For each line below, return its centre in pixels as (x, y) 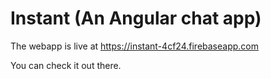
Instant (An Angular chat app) (136, 18)
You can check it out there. (66, 65)
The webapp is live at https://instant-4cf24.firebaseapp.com (134, 46)
